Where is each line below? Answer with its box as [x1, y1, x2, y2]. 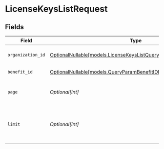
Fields [5, 23, 24, 31]
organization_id [7, 52, 45, 57]
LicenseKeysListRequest [5, 3, 108, 15]
